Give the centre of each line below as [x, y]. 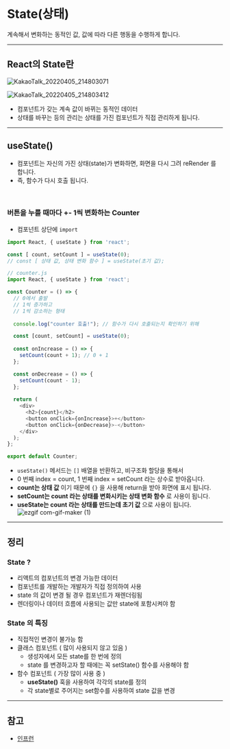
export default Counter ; [42, 456]
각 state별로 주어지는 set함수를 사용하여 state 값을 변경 [101, 691]
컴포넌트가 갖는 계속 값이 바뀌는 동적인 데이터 [77, 109]
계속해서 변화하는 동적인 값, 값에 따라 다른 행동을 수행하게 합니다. [94, 34]
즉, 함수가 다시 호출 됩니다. [53, 180]
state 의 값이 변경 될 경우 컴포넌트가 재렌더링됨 [79, 595]
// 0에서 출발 [30, 299]
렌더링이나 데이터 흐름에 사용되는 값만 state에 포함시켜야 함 [96, 603]
